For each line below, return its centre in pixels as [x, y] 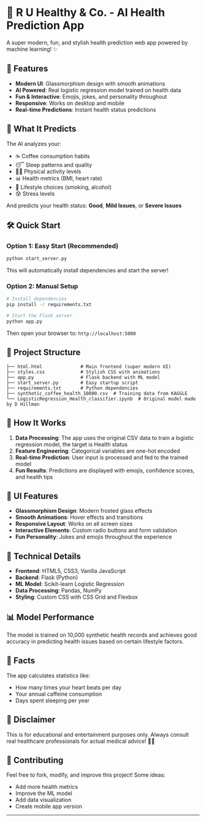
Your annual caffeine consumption [59, 694]
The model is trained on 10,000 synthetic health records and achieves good [102, 635]
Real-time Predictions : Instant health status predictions [86, 109]
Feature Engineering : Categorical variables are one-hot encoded [97, 451]
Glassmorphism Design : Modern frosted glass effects [84, 511]
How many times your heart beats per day [68, 687]
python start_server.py [37, 259]
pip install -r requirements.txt [49, 305]
